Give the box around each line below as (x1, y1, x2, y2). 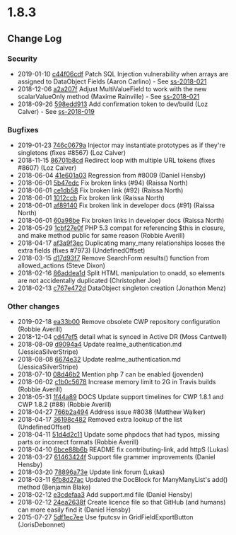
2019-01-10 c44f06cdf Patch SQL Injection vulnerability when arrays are (17, 69, 229, 78)
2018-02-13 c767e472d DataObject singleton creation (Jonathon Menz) (17, 284, 226, 292)
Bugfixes (7, 125, 39, 134)
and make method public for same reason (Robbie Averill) (17, 231, 185, 240)
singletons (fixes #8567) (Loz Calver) (17, 149, 126, 157)
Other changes (7, 301, 60, 311)
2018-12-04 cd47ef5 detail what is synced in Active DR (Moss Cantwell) (17, 333, 228, 341)
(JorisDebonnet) (17, 521, 66, 529)
